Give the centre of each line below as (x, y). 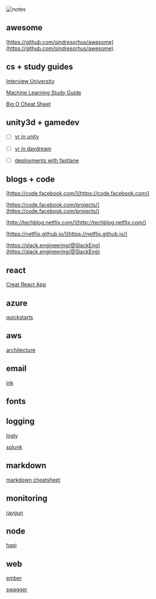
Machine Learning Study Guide (44, 92)
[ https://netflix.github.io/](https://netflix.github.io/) (67, 234)
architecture (21, 350)
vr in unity (27, 137)
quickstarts (20, 317)
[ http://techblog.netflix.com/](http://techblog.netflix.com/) (76, 222)
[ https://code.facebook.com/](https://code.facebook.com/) (78, 194)
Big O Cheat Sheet (29, 104)
